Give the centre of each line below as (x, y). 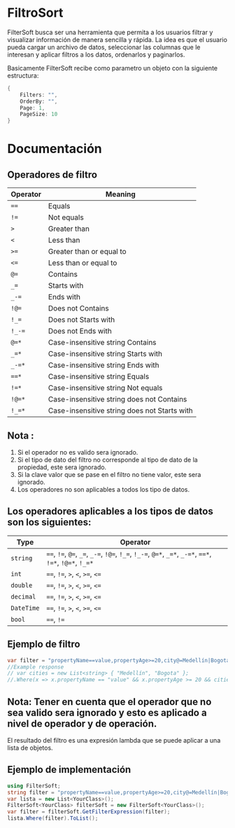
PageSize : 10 (39, 114)
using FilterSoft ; (34, 786)
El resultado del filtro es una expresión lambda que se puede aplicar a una (114, 740)
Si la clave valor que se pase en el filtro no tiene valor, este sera (109, 474)
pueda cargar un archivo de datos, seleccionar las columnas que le (104, 47)
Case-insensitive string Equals (99, 377)
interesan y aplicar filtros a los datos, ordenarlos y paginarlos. (96, 55)
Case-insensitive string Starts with (105, 354)
